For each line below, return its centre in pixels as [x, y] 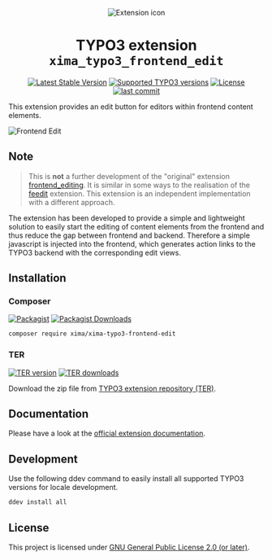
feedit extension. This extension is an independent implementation [139, 193]
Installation [37, 278]
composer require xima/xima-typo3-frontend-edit [92, 334]
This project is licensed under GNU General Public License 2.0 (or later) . [129, 547]
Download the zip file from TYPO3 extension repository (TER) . [112, 388]
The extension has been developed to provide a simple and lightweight [127, 218]
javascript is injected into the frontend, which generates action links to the [132, 243]
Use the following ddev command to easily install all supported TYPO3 [126, 479]
